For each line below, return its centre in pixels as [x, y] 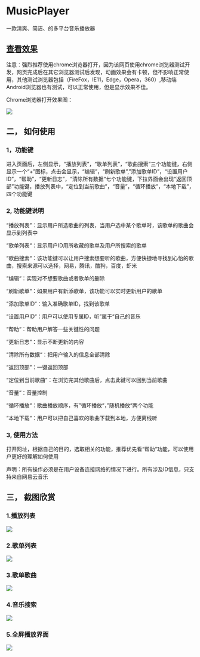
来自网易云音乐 [30, 477]
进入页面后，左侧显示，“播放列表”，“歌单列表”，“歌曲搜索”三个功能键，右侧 [99, 164]
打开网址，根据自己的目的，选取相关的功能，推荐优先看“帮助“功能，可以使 [98, 449]
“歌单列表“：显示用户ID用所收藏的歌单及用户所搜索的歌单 [77, 245]
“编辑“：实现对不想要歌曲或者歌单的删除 [56, 278]
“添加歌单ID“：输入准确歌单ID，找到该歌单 [58, 304]
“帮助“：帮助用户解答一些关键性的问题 [53, 329]
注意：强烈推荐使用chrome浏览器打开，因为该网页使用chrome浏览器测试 [96, 65]
